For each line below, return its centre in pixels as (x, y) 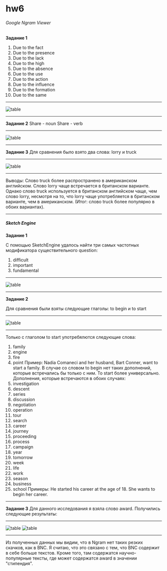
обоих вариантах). (25, 207)
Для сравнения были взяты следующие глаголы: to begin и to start (76, 309)
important (23, 265)
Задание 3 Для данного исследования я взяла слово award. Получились (83, 508)
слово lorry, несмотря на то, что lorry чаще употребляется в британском (83, 196)
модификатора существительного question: (52, 251)
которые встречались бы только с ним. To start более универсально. (86, 373)
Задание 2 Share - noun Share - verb (44, 124)
